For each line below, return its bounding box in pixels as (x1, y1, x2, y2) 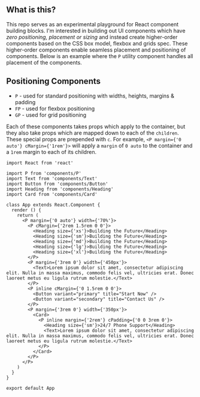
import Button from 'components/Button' (6, 181, 109, 187)
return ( (17, 212, 39, 218)
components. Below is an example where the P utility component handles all (6, 52, 193, 59)
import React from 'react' (6, 160, 74, 166)
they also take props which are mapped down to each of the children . (6, 129, 180, 137)
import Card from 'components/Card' (6, 191, 98, 197)
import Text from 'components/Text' (6, 175, 98, 181)
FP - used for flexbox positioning (14, 105, 95, 112)
